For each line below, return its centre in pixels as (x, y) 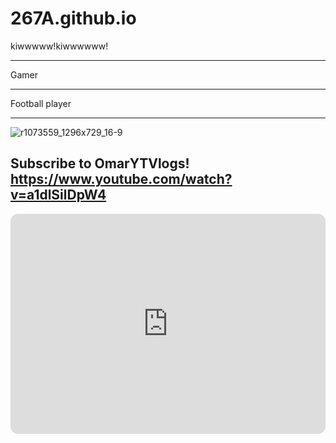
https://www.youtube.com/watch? (121, 179)
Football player (41, 103)
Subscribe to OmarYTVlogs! (100, 163)
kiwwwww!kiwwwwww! (59, 46)
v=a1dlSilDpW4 (58, 195)
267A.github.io (73, 18)
